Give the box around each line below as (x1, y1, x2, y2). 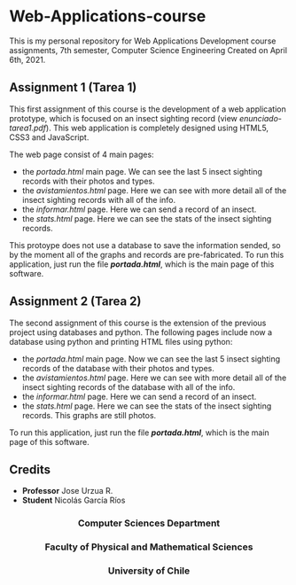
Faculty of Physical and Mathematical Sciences (44, 541, 253, 553)
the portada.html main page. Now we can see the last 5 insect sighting (21, 353, 281, 364)
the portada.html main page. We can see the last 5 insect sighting (21, 166, 263, 176)
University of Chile (107, 565, 191, 577)
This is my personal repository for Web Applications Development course (9, 35, 277, 46)
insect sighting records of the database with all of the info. (21, 381, 236, 392)
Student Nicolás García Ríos (21, 495, 126, 506)
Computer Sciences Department (77, 517, 221, 529)
